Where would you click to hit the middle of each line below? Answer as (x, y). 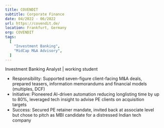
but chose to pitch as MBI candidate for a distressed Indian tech (77, 115)
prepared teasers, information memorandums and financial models (79, 84)
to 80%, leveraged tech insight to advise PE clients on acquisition (78, 100)
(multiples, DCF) (29, 89)
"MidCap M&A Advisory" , (38, 51)
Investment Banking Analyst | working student (51, 69)
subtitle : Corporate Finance (35, 14)
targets (19, 105)
